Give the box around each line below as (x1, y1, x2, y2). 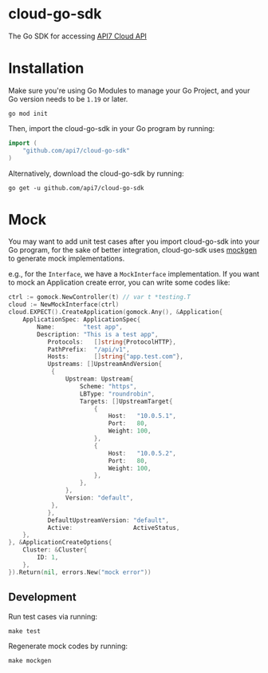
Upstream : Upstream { (65, 375, 134, 384)
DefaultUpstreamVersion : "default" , (47, 516, 170, 524)
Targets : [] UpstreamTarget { (79, 397, 173, 405)
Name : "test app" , (37, 323, 124, 331)
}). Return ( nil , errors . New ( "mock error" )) (8, 568, 152, 576)
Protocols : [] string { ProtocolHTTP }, (47, 337, 177, 346)
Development (8, 591, 77, 604)
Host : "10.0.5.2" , (108, 449, 177, 457)
